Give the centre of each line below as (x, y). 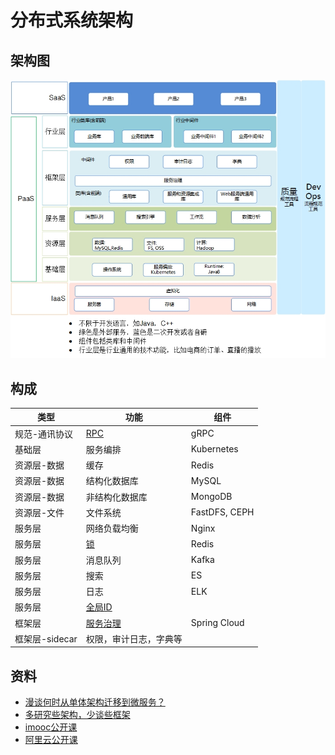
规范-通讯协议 (44, 433)
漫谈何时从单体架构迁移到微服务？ (95, 702)
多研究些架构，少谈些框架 (77, 715)
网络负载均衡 (112, 528)
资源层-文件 (39, 512)
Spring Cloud (217, 623)
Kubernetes (214, 449)
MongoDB (211, 497)
